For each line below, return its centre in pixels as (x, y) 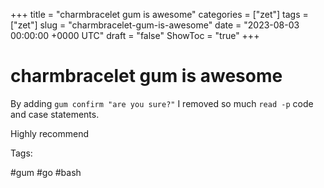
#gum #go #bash (46, 172)
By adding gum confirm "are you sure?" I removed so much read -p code (162, 103)
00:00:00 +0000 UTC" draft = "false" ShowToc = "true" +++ (135, 35)
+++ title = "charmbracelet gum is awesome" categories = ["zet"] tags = (159, 14)
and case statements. (55, 114)
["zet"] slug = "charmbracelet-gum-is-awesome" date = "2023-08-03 (155, 25)
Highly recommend (50, 133)
